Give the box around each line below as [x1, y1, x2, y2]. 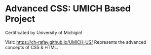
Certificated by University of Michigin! [5, 29, 82, 35]
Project [5, 13, 36, 25]
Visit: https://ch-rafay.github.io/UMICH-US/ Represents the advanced [5, 39, 147, 45]
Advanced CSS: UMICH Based [5, 3, 131, 14]
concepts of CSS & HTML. [5, 44, 58, 50]
